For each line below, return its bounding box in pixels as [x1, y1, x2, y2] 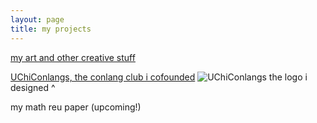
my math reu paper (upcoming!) [10, 101, 142, 113]
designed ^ [10, 81, 56, 93]
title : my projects [10, 24, 92, 34]
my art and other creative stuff [10, 51, 136, 63]
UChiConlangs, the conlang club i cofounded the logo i [10, 71, 308, 83]
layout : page [10, 14, 65, 25]
